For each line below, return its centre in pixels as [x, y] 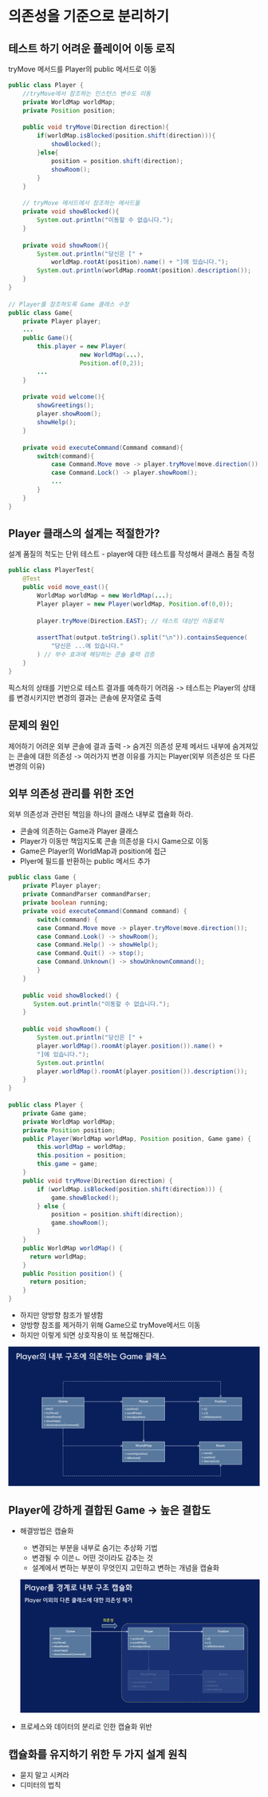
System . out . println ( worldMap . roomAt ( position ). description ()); [144, 271]
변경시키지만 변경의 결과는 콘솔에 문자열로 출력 [89, 698]
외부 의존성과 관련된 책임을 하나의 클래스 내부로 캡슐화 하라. [101, 814]
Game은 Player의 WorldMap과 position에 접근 [93, 851]
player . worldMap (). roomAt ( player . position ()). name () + [130, 1046]
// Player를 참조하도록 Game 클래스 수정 [69, 304]
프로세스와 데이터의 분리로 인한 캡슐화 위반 [86, 1727]
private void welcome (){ [64, 397]
